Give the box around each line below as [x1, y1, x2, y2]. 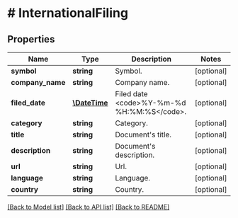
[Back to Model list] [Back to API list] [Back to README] [7, 203, 170, 211]
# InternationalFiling [7, 5, 129, 21]
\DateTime [72, 98, 108, 108]
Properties [7, 33, 55, 45]
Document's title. [115, 130, 172, 139]
